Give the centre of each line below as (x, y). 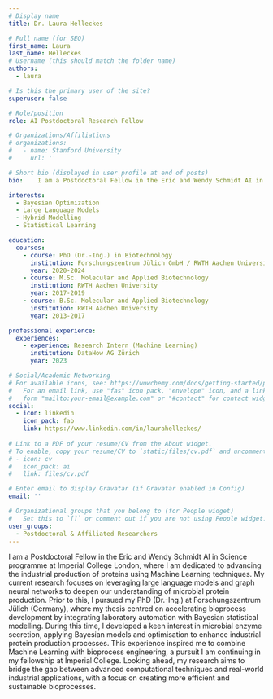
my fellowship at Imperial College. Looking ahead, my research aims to (127, 661)
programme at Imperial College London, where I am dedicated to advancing (135, 565)
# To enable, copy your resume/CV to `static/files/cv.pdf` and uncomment (138, 451)
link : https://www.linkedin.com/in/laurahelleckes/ (112, 429)
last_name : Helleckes (45, 54)
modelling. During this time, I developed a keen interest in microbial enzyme (135, 626)
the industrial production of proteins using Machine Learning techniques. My (136, 574)
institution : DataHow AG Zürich (84, 354)
